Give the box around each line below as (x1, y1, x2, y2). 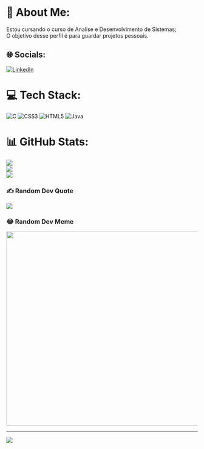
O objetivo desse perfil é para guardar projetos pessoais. (6, 32, 149, 39)
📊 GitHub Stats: (6, 135, 89, 148)
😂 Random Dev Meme (6, 217, 74, 225)
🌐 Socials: (6, 50, 46, 60)
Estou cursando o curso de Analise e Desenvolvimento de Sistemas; (6, 26, 177, 33)
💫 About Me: (6, 5, 70, 19)
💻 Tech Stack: (6, 88, 81, 102)
